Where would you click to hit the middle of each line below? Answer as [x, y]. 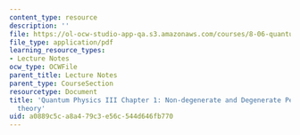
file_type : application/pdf [62, 42]
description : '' [39, 26]
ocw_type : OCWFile [43, 67]
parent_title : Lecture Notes [63, 75]
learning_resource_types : [57, 51]
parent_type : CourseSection [62, 83]
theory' [32, 108]
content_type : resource [54, 17]
